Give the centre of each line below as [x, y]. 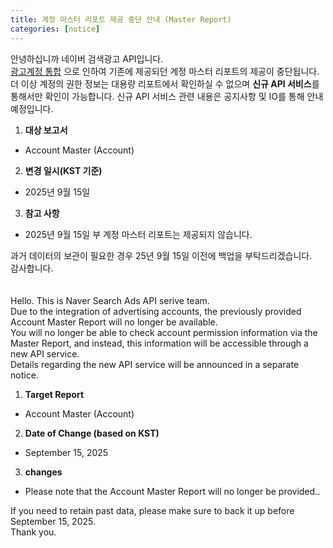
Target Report [54, 394]
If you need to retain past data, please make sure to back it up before [152, 510]
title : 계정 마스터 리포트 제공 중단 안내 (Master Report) [121, 19]
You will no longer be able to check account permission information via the [164, 332]
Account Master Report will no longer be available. [114, 322]
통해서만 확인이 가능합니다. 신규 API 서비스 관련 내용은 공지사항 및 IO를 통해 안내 [167, 96]
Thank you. [33, 532]
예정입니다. [32, 108]
